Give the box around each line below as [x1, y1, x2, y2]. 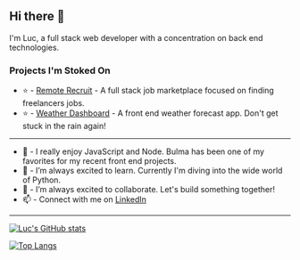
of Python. [21, 175, 61, 185]
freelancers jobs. [21, 98, 85, 109]
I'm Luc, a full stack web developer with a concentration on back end [9, 32, 263, 43]
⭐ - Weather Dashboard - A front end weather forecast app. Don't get [21, 108, 279, 118]
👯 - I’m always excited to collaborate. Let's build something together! [21, 184, 275, 195]
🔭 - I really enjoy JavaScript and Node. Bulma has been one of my [21, 146, 265, 157]
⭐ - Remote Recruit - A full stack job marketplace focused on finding [21, 85, 274, 96]
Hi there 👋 [9, 9, 65, 24]
